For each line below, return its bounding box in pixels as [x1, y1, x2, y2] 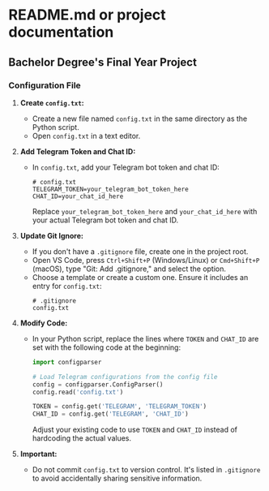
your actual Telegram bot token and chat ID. [32, 215, 179, 225]
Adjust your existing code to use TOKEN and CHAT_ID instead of [32, 424, 237, 435]
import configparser [32, 358, 102, 366]
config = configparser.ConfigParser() [32, 380, 164, 389]
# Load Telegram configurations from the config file [32, 373, 218, 381]
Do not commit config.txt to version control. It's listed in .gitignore [32, 465, 261, 475]
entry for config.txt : [32, 281, 102, 291]
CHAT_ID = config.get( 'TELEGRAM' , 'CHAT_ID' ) [32, 410, 189, 419]
